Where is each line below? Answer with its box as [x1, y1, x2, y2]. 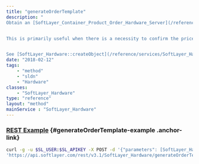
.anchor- [156, 126, 182, 134]
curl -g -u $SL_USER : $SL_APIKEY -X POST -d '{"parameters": [6, 147, 158, 153]
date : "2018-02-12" [6, 57, 54, 63]
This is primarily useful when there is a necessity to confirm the [6, 36, 179, 41]
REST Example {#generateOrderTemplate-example [6, 126, 156, 134]
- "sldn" [17, 73, 38, 79]
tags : [6, 63, 20, 69]
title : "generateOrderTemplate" [6, 8, 86, 15]
